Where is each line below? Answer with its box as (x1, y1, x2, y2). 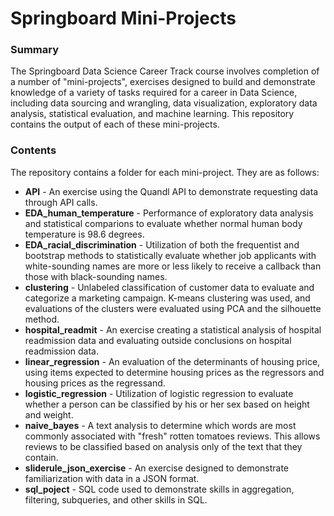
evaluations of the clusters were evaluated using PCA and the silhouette (24, 302, 322, 314)
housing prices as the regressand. (24, 377, 166, 389)
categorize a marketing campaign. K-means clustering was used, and (24, 292, 311, 304)
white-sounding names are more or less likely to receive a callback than (24, 260, 322, 272)
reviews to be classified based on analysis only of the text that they (24, 440, 303, 452)
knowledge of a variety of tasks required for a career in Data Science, (10, 87, 298, 99)
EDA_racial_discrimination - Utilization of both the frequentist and (24, 238, 300, 251)
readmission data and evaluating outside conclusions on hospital (24, 334, 292, 346)
